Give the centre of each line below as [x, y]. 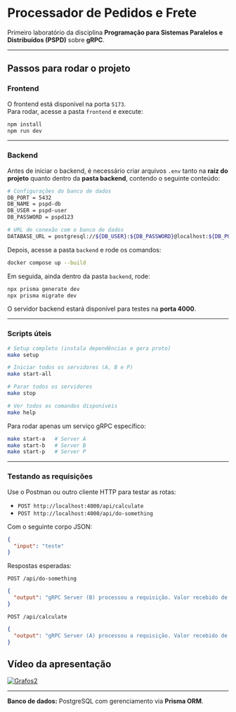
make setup [23, 355]
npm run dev [25, 131]
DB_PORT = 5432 [29, 198]
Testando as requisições [50, 477]
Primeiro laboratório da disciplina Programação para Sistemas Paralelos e [115, 32]
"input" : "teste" [39, 546]
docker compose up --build [47, 263]
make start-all [29, 374]
